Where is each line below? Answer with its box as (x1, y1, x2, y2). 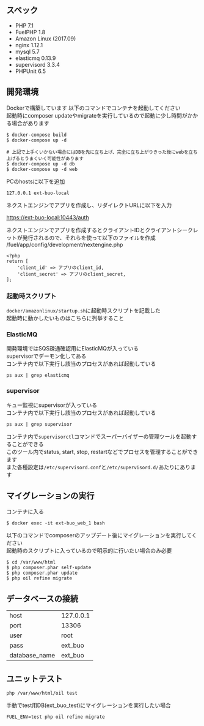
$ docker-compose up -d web (6, 166, 78, 172)
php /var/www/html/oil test (6, 690, 78, 696)
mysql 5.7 (15, 48, 40, 55)
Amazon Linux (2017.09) (15, 35, 76, 42)
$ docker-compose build (6, 132, 67, 138)
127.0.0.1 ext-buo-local (6, 190, 70, 196)
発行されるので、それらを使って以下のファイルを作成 (22, 234, 156, 241)
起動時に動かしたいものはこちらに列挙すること (6, 314, 124, 322)
